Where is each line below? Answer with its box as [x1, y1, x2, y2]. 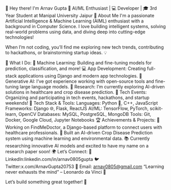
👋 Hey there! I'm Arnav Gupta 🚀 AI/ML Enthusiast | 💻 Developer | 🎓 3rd [5, 5, 157, 11]
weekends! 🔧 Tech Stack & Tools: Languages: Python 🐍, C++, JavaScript [5, 100, 158, 106]
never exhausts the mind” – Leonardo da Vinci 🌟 [5, 169, 106, 175]
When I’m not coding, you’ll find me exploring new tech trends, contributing [5, 44, 164, 50]
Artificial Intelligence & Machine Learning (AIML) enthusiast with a [5, 18, 144, 24]
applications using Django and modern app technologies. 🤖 [17, 73, 142, 79]
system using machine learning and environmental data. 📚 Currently [5, 135, 150, 141]
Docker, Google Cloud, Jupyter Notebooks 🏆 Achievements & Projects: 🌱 [5, 117, 160, 123]
